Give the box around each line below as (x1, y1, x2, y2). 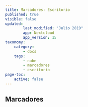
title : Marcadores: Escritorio (5, 7, 70, 12)
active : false (14, 77, 43, 82)
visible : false (5, 16, 37, 21)
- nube (23, 58, 37, 63)
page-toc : (5, 72, 26, 77)
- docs (23, 49, 37, 54)
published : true (5, 12, 39, 17)
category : (14, 44, 35, 49)
